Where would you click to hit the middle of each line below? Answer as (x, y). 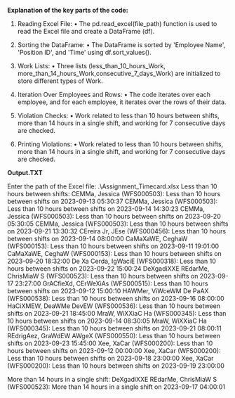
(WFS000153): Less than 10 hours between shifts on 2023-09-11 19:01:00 (113, 246)
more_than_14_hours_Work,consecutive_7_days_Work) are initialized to (119, 73)
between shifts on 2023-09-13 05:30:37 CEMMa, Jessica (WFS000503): (113, 201)
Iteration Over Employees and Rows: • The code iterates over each (114, 95)
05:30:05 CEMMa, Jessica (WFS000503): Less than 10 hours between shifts (118, 224)
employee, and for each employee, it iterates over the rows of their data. (122, 102)
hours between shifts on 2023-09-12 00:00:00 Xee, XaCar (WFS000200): (114, 351)
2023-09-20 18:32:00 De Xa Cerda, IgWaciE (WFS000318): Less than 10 (112, 261)
